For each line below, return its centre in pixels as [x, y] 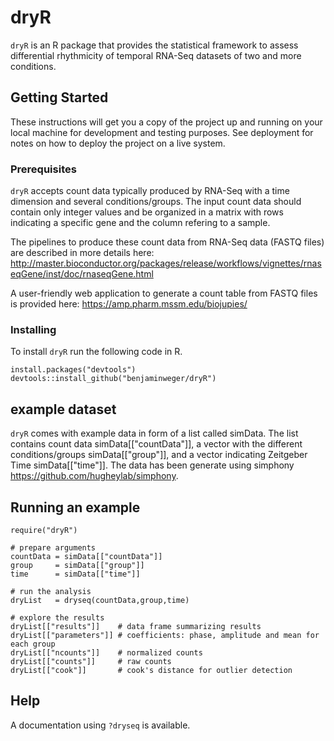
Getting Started [59, 97]
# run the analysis [51, 591]
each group [33, 644]
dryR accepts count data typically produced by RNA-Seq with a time [150, 191]
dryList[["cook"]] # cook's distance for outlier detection [151, 670]
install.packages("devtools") [73, 370]
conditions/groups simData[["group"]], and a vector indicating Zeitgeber [159, 455]
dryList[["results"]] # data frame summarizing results [136, 626]
